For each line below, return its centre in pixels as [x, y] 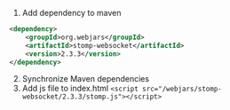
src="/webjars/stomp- [182, 89]
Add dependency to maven [71, 13]
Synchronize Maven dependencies [85, 79]
